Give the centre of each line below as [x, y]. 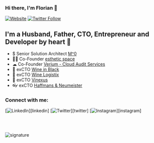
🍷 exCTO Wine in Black [36, 70]
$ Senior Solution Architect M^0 [45, 54]
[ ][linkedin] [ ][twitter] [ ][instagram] [73, 111]
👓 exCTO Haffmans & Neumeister [47, 85]
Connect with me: [27, 100]
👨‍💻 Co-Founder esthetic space [44, 59]
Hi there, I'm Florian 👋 [31, 8]
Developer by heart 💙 [38, 42]
